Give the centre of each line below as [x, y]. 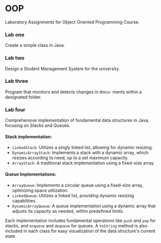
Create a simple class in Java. [35, 45]
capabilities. [24, 201]
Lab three [17, 81]
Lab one [15, 35]
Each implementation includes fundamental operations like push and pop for [80, 221]
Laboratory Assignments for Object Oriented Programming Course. [72, 22]
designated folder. [23, 97]
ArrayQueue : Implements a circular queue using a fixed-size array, [78, 185]
